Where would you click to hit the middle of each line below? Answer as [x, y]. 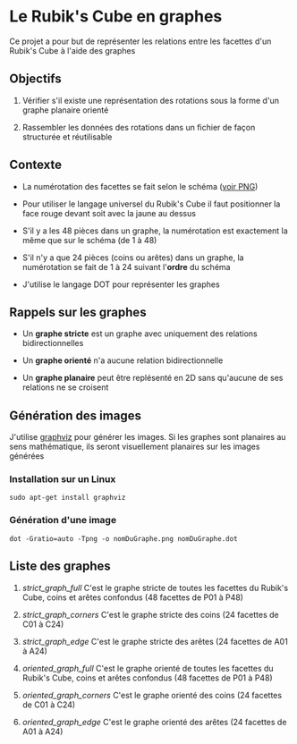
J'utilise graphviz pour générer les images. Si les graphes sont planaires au [148, 437]
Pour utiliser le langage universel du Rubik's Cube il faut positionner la [151, 204]
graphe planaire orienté [65, 110]
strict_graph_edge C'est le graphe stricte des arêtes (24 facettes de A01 [155, 641]
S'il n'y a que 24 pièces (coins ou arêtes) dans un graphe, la [133, 258]
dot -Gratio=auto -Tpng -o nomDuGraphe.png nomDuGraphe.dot [124, 538]
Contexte [36, 165]
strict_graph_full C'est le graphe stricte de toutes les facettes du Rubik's [155, 588]
